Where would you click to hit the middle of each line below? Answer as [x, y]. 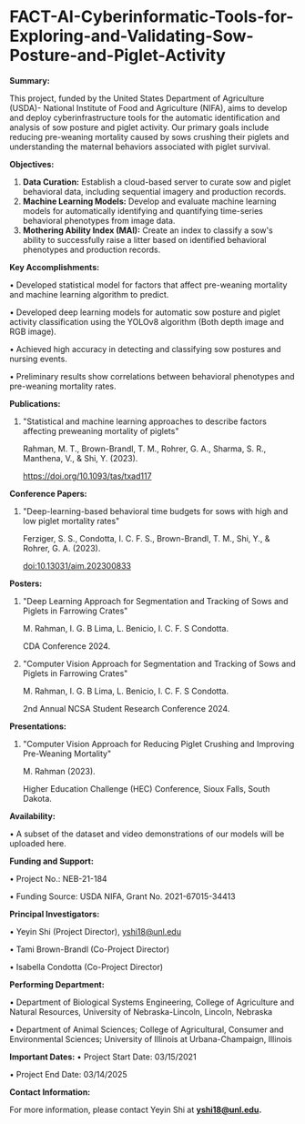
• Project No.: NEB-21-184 [58, 878]
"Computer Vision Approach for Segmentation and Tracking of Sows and [159, 663]
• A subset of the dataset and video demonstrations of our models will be [147, 834]
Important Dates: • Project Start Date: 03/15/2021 [103, 1057]
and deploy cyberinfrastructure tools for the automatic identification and [145, 117]
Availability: [33, 815]
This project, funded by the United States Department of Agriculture [137, 98]
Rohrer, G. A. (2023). [61, 548]
